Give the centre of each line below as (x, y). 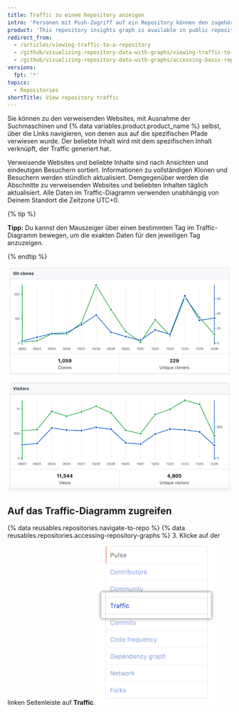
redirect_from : (30, 38)
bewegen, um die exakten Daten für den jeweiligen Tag (119, 235)
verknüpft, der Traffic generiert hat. (59, 149)
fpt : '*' (27, 75)
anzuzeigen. (26, 243)
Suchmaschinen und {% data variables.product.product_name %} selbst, (115, 126)
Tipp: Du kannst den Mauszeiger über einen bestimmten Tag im (101, 228)
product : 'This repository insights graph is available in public (108, 30)
